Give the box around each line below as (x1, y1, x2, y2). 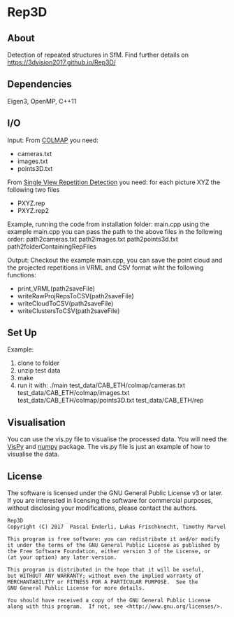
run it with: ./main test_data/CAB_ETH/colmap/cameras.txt (17, 381, 185, 389)
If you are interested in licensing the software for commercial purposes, (7, 497, 213, 505)
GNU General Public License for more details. (7, 585, 145, 592)
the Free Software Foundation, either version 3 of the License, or (7, 548, 211, 555)
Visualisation (7, 416, 66, 428)
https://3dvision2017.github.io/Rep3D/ (7, 58, 117, 67)
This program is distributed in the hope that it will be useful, (7, 567, 205, 574)
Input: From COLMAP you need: (7, 136, 99, 144)
